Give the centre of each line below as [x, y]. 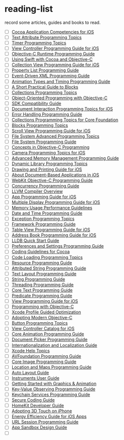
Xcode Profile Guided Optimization [46, 312]
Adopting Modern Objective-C [42, 318]
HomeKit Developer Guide [38, 405]
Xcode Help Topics [31, 350]
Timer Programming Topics [39, 43]
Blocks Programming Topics [40, 125]
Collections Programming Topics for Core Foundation [65, 120]
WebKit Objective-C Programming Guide [52, 180]
